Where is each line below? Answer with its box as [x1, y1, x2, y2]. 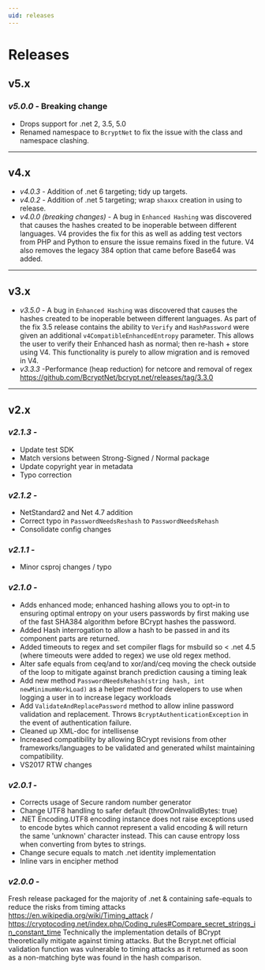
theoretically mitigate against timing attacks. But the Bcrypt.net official [8, 936, 237, 945]
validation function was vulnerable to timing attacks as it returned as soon [8, 945, 248, 954]
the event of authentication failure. [19, 718, 132, 727]
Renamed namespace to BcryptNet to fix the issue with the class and [19, 127, 243, 137]
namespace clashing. [19, 135, 89, 145]
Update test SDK [19, 445, 74, 454]
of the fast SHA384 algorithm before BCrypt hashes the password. [19, 616, 237, 626]
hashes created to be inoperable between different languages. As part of [19, 314, 257, 324]
